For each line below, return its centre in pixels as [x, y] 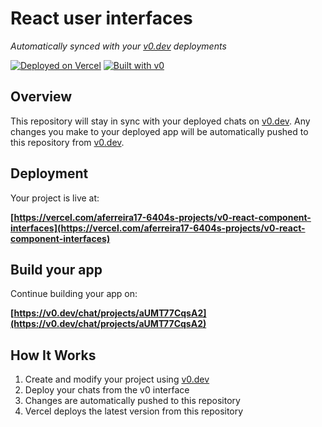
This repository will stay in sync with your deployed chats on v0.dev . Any [160, 121]
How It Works [53, 355]
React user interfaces [101, 18]
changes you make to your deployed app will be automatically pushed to [159, 131]
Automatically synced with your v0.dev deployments [118, 46]
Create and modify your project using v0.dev [117, 379]
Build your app [56, 269]
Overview [41, 97]
